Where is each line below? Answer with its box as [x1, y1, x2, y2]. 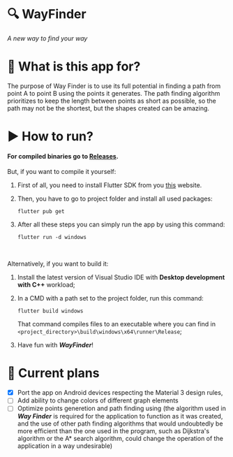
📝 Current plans [7, 365, 100, 382]
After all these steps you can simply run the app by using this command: [17, 220, 225, 228]
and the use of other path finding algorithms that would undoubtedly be [17, 419, 223, 428]
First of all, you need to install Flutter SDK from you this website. [17, 181, 202, 189]
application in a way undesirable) [17, 442, 113, 450]
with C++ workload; [17, 281, 75, 289]
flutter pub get [17, 208, 65, 215]
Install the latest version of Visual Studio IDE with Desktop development [17, 273, 225, 282]
